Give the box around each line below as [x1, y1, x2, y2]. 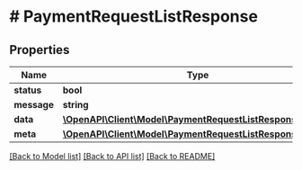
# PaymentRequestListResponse [9, 6, 259, 27]
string [62, 99, 89, 111]
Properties [9, 42, 70, 58]
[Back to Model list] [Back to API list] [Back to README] [9, 151, 216, 161]
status [13, 84, 42, 96]
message [13, 99, 54, 111]
